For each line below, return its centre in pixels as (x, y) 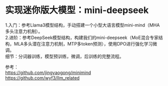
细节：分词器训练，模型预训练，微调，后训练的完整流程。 (64, 56)
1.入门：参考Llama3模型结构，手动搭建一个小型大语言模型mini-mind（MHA (82, 25)
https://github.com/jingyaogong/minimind (48, 72)
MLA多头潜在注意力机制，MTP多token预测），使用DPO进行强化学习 (83, 43)
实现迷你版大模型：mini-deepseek (77, 10)
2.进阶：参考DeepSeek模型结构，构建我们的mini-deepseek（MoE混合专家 (82, 37)
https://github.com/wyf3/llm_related (42, 77)
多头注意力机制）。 (24, 31)
